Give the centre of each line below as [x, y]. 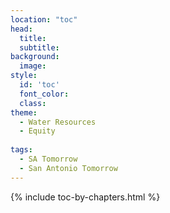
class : [33, 103]
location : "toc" [44, 19]
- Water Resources [58, 122]
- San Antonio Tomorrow [68, 168]
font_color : [44, 94]
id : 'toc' [39, 85]
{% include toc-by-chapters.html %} [85, 197]
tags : [21, 150]
